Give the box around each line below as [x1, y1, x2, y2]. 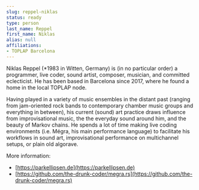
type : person [6, 20, 39, 26]
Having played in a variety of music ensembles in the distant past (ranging [6, 95, 191, 103]
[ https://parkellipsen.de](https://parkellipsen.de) [14, 163, 135, 171]
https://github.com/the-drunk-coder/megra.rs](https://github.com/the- [17, 170, 193, 177]
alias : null [6, 37, 36, 43]
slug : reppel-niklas [6, 8, 58, 15]
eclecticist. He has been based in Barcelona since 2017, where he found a [6, 77, 189, 84]
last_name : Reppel [6, 25, 52, 32]
